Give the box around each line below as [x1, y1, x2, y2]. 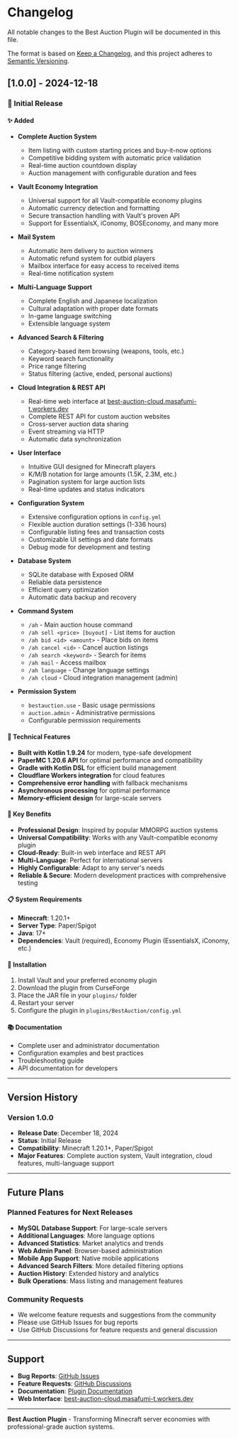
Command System [17, 607, 74, 616]
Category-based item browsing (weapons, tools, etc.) [28, 347, 184, 355]
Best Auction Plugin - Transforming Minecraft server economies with [7, 1415, 210, 1423]
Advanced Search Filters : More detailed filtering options [17, 1261, 184, 1270]
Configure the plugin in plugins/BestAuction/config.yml [17, 1007, 182, 1015]
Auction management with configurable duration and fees [28, 168, 197, 178]
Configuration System [17, 499, 85, 508]
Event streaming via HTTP [28, 427, 105, 436]
